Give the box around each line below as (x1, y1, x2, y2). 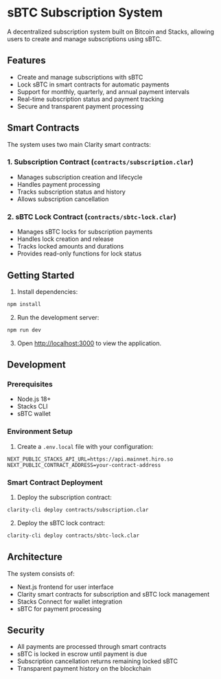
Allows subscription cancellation (16, 194, 109, 203)
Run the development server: (16, 313, 100, 321)
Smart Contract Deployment (7, 477, 103, 487)
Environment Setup (7, 427, 73, 437)
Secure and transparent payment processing (16, 102, 144, 111)
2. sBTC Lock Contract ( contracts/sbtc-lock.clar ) (7, 211, 176, 221)
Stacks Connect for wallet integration (16, 597, 122, 606)
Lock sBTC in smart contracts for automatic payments (16, 80, 170, 89)
